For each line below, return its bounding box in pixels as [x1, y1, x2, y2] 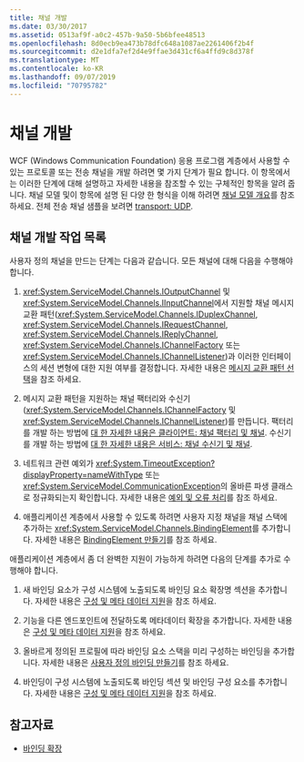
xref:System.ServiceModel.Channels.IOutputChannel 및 [22, 286, 230, 297]
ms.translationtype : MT [9, 56, 100, 65]
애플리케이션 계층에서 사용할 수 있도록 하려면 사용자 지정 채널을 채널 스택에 [22, 512, 289, 523]
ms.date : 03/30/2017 [9, 22, 88, 31]
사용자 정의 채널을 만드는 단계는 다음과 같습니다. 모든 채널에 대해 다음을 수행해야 [9, 256, 294, 267]
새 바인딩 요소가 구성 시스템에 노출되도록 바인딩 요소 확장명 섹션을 [22, 584, 257, 595]
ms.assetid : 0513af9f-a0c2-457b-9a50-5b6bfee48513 [9, 30, 206, 39]
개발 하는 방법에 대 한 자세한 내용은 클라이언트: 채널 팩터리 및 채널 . [32, 427, 268, 438]
